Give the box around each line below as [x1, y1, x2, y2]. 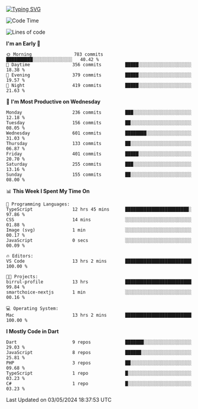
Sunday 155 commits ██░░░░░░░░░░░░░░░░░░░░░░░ [6, 172, 192, 178]
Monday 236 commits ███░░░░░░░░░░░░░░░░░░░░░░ [6, 110, 192, 115]
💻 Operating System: [6, 305, 59, 311]
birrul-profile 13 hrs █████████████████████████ [6, 279, 192, 285]
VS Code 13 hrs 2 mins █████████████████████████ [6, 258, 192, 264]
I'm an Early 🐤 [6, 40, 41, 47]
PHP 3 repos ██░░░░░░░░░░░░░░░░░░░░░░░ [6, 360, 192, 366]
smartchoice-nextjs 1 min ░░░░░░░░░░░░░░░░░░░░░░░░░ [6, 289, 192, 295]
